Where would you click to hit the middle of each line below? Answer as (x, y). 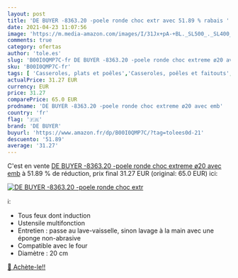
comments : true (30, 40)
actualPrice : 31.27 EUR (42, 80)
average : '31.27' (33, 146)
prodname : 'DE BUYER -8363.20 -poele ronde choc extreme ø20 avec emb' (115, 106)
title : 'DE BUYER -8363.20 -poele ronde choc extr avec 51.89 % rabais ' (119, 21)
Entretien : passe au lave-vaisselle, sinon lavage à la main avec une (116, 230)
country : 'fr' (28, 113)
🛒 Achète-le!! (27, 267)
